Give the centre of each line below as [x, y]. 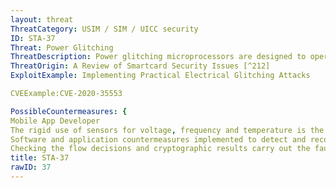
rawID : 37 [31, 167]
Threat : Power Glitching [62, 47]
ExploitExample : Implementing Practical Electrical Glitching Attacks [160, 76]
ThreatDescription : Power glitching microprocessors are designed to [158, 57]
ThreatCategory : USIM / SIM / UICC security [104, 29]
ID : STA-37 [33, 38]
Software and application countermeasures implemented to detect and [158, 139]
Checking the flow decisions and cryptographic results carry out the [160, 149]
